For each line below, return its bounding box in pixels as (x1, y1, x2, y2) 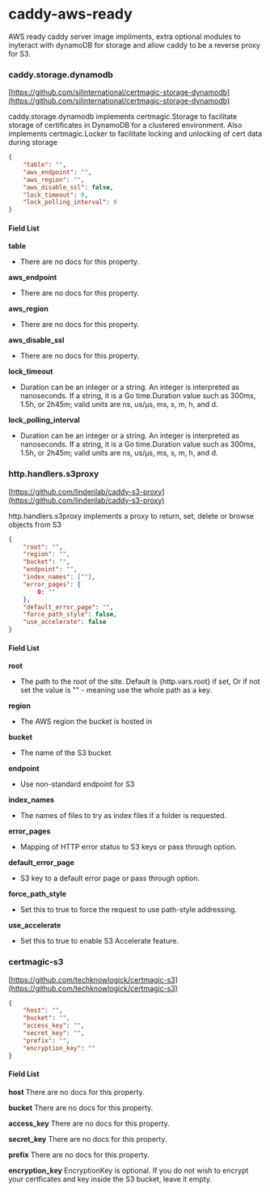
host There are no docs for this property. (8, 1087, 146, 1097)
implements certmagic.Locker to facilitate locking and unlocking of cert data (8, 129, 263, 138)
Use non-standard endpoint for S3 (19, 779, 135, 789)
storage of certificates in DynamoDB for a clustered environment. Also (8, 121, 243, 130)
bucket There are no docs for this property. (8, 1102, 154, 1113)
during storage (8, 138, 58, 147)
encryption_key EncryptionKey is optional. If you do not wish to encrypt (8, 1165, 249, 1175)
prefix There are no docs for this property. (8, 1150, 150, 1160)
